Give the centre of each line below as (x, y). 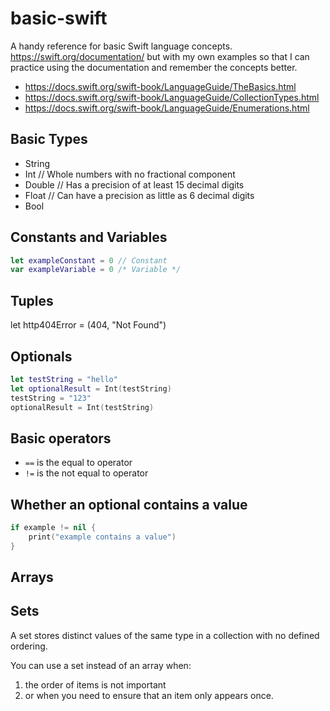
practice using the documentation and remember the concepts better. (154, 67)
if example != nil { (53, 528)
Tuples (32, 300)
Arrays (32, 577)
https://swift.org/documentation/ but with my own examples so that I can (160, 56)
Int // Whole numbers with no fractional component (130, 174)
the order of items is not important (95, 684)
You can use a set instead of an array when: (101, 665)
